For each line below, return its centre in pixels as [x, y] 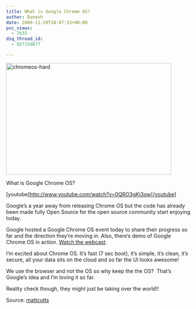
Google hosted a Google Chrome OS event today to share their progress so [97, 229]
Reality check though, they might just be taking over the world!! [83, 288]
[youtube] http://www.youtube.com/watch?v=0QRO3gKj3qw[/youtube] [91, 194]
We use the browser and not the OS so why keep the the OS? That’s [89, 271]
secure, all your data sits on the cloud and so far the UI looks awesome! [92, 260]
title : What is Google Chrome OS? [48, 11]
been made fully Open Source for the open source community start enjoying [98, 211]
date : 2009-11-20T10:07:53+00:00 [47, 22]
